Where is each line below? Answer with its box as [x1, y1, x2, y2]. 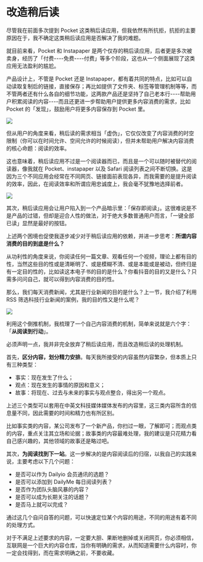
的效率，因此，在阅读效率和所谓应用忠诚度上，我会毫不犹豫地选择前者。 [6, 180, 186, 188]
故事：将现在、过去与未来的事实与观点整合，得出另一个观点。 [14, 388, 169, 396]
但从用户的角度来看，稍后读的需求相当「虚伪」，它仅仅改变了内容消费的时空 [6, 129, 195, 137]
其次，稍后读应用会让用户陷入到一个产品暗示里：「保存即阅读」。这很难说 [6, 204, 186, 212]
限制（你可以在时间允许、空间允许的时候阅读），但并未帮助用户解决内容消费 [6, 137, 195, 144]
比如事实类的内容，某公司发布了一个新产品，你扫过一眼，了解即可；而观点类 [6, 422, 197, 430]
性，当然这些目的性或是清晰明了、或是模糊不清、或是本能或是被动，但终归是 [6, 260, 197, 267]
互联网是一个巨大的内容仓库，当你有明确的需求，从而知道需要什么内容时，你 [6, 541, 197, 549]
